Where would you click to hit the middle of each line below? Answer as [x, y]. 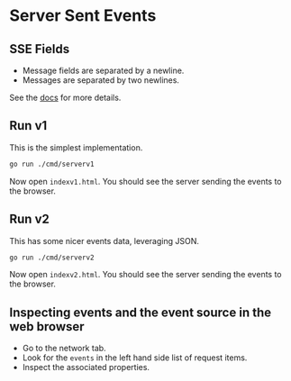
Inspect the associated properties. [86, 367]
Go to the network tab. [64, 349]
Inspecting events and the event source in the [141, 312]
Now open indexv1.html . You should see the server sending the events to [145, 181]
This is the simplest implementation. [76, 147]
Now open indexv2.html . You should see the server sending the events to [145, 275]
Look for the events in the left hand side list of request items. [135, 358]
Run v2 [29, 219]
